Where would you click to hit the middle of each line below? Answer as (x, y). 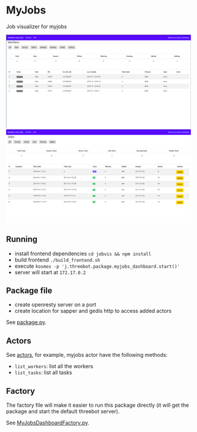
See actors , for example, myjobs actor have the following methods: (87, 355)
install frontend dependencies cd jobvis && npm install (83, 254)
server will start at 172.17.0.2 (50, 272)
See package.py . (26, 322)
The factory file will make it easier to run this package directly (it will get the (98, 405)
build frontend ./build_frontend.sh (57, 259)
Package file (29, 291)
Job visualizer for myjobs (37, 26)
